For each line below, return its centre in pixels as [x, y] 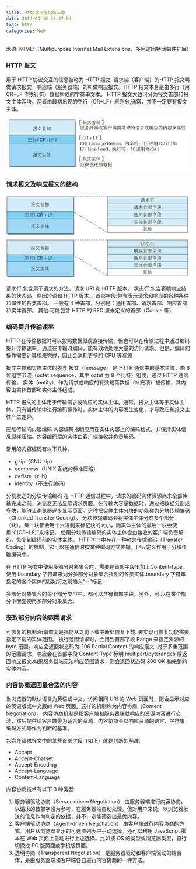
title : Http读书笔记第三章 [36, 12]
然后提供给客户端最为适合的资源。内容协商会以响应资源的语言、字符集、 [103, 721]
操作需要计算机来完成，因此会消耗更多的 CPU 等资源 [69, 355]
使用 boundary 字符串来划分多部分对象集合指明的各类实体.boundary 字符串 [96, 574]
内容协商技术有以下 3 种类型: [41, 789]
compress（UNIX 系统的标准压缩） [57, 469]
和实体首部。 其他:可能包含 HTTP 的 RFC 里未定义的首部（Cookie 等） [90, 311]
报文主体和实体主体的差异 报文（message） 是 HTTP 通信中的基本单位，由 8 [98, 368]
